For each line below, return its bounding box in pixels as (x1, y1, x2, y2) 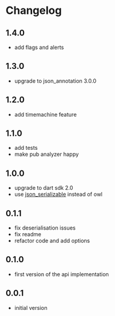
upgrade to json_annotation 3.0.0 (14, 77, 97, 85)
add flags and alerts (14, 44, 64, 51)
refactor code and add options (14, 237, 90, 245)
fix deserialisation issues (14, 224, 76, 231)
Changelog (5, 4, 62, 18)
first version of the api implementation (14, 270, 109, 278)
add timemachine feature (14, 111, 77, 118)
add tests (14, 144, 38, 152)
